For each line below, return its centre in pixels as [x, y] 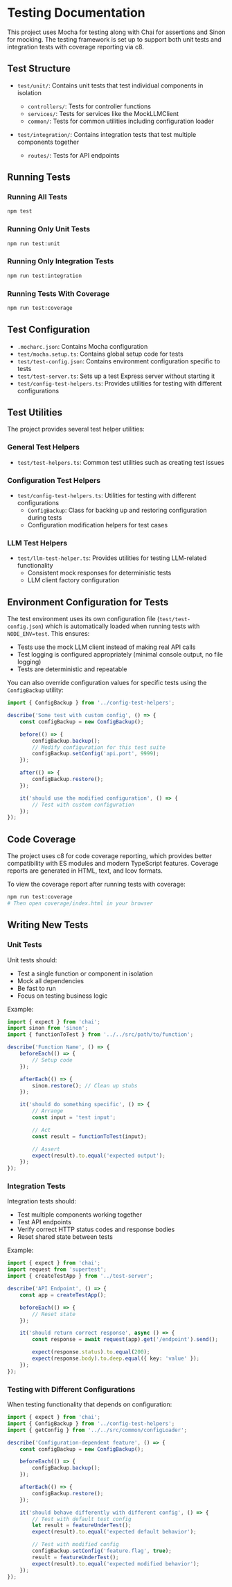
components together [48, 142]
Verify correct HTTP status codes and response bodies [96, 1230]
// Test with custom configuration [83, 805]
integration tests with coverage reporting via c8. [75, 47]
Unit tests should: [32, 960]
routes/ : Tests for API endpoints [73, 155]
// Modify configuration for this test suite [99, 747]
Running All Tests [37, 197]
